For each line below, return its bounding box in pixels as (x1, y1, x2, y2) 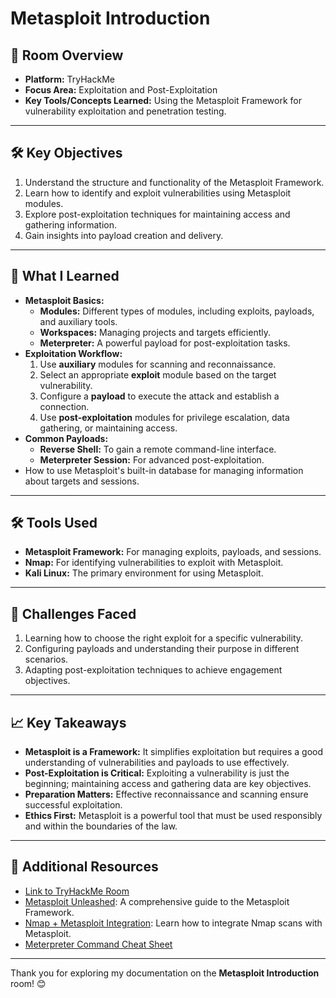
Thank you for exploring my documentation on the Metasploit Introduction (10, 967, 320, 979)
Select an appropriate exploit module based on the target (39, 368, 277, 381)
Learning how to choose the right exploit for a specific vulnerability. (24, 632, 304, 644)
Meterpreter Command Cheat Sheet (24, 938, 173, 950)
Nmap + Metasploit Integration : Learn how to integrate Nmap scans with (24, 917, 323, 929)
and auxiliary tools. (39, 315, 118, 327)
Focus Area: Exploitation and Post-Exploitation (24, 84, 218, 96)
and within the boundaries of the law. (24, 820, 178, 832)
